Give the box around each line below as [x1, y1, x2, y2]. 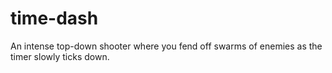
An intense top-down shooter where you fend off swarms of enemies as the [10, 40, 323, 52]
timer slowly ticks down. [10, 50, 110, 62]
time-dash [10, 7, 99, 30]
